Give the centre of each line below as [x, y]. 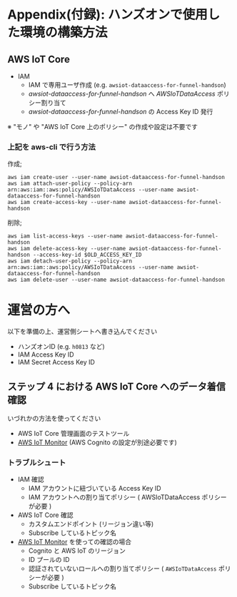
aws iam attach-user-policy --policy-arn [70, 184]
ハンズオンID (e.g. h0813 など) [61, 347]
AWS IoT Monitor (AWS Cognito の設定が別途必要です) [97, 442]
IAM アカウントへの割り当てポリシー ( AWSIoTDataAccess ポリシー [127, 497]
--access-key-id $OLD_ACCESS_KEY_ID [87, 255]
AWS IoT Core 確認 [45, 515]
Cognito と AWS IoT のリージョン [77, 551]
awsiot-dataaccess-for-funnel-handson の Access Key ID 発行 [121, 112]
